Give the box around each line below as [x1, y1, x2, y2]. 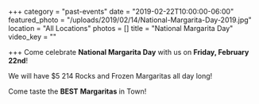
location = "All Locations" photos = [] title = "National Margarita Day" [8, 24, 234, 33]
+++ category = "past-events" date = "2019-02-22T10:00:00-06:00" [8, 7, 234, 16]
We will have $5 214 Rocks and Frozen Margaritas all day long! [8, 71, 213, 80]
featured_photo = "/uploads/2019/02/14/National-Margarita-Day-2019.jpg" [8, 15, 252, 25]
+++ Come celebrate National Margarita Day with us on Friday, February [8, 48, 249, 56]
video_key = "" [8, 32, 57, 41]
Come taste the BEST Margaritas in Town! [8, 87, 147, 96]
